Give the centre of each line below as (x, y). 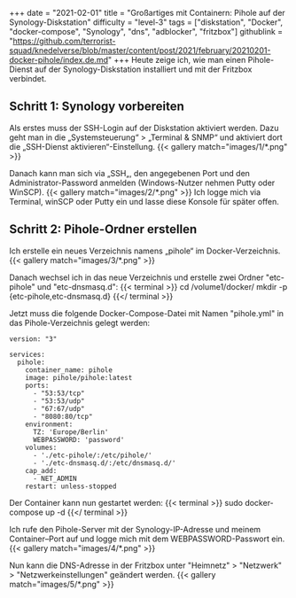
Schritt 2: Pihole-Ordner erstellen (103, 229)
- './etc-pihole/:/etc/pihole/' (92, 455)
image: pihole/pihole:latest (79, 377)
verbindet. (28, 78)
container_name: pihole (69, 370)
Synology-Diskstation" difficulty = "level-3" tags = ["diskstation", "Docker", (146, 22)
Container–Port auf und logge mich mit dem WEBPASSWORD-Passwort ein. (147, 539)
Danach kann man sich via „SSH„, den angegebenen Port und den (130, 173)
